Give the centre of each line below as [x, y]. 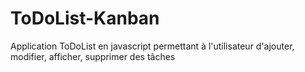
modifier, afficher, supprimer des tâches [93, 56]
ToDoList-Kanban [85, 18]
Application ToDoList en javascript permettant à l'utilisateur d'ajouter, [152, 46]
